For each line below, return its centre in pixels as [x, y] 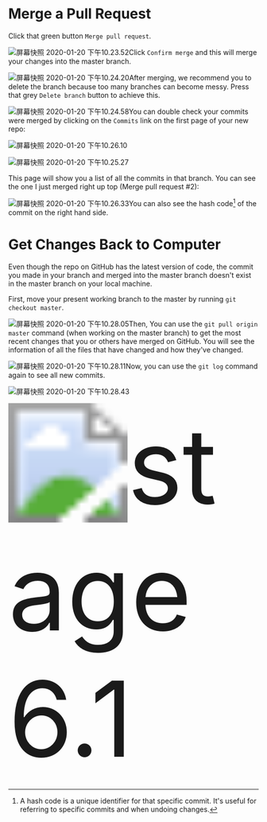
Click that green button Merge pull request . [80, 36]
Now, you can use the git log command [192, 366]
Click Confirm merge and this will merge [193, 52]
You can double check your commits [188, 111]
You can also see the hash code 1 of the [192, 202]
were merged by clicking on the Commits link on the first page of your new [128, 120]
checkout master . [36, 307]
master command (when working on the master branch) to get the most [125, 333]
